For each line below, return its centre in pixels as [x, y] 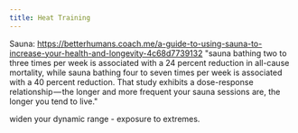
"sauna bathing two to [246, 53]
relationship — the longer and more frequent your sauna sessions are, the [145, 91]
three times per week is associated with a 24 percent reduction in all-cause [149, 62]
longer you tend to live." [54, 101]
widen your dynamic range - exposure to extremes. [105, 119]
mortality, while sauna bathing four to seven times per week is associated [146, 72]
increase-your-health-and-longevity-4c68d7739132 [106, 53]
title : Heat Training [50, 18]
